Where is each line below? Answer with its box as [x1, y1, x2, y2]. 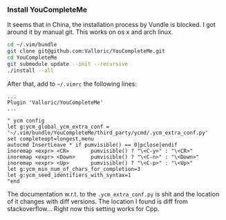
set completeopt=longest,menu [7, 135, 95, 143]
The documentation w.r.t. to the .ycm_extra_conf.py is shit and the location [7, 190, 220, 198]
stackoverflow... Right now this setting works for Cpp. [7, 204, 160, 212]
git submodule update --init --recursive [7, 60, 129, 67]
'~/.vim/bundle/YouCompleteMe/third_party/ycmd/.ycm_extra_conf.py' [7, 129, 209, 136]
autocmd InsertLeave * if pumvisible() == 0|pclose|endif [7, 141, 178, 148]
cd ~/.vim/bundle [7, 42, 57, 48]
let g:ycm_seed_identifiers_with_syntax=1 [7, 172, 131, 178]
